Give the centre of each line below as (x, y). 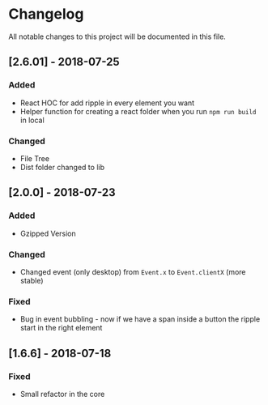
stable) (32, 280)
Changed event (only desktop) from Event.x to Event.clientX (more (133, 271)
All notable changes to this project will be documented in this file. (117, 36)
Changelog (46, 14)
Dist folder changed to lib (62, 167)
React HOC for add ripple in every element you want (107, 103)
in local (32, 120)
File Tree (35, 158)
